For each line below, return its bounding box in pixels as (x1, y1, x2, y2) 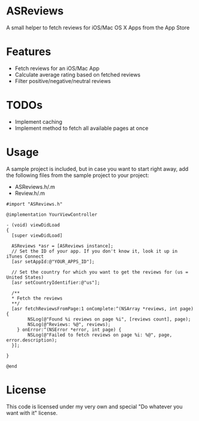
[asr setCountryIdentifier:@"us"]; (11, 279, 100, 285)
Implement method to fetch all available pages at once (14, 124, 149, 132)
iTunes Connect (6, 253, 44, 260)
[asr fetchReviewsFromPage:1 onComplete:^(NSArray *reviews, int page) (11, 306, 194, 312)
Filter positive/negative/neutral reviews (14, 77, 111, 84)
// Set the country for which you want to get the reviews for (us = (11, 269, 188, 275)
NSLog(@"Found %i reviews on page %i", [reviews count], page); (27, 316, 191, 322)
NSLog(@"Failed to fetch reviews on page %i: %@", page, (27, 332, 172, 338)
